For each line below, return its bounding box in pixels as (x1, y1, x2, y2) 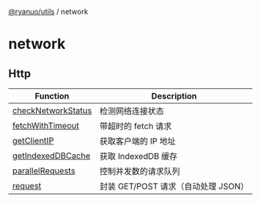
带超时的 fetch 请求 (99, 120, 172, 132)
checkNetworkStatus (12, 105, 92, 116)
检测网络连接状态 (99, 106, 165, 116)
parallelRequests (12, 165, 75, 176)
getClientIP (12, 136, 55, 146)
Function (35, 91, 70, 101)
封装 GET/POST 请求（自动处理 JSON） (99, 181, 249, 192)
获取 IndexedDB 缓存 (99, 151, 178, 161)
